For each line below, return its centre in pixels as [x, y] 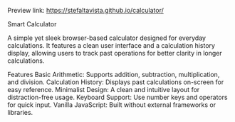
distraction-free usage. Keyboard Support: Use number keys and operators [117, 97]
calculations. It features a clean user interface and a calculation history [111, 45]
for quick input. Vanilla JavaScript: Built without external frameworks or [111, 105]
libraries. [20, 112]
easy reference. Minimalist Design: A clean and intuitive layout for [104, 90]
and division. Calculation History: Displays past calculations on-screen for [116, 82]
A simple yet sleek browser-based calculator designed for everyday [107, 38]
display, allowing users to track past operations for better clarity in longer [115, 53]
